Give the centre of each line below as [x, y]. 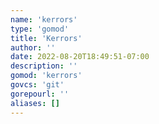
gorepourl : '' [40, 94]
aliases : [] [35, 103]
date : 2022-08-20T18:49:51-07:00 [80, 57]
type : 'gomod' [40, 29]
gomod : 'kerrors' [46, 76]
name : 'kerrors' [44, 19]
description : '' [44, 66]
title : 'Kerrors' [46, 38]
